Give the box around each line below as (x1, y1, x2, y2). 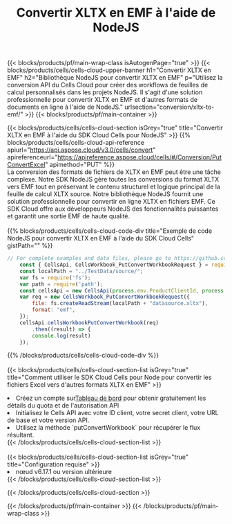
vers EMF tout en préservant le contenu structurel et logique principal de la (7, 182, 221, 191)
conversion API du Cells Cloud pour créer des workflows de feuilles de (7, 81, 209, 89)
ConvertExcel (7, 161, 46, 169)
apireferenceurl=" (7, 153, 58, 161)
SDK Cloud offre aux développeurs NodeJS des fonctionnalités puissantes (7, 204, 219, 213)
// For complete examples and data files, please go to (7, 255, 171, 262)
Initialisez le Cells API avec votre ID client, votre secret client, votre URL (16, 409, 219, 417)
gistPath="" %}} (7, 241, 53, 250)
